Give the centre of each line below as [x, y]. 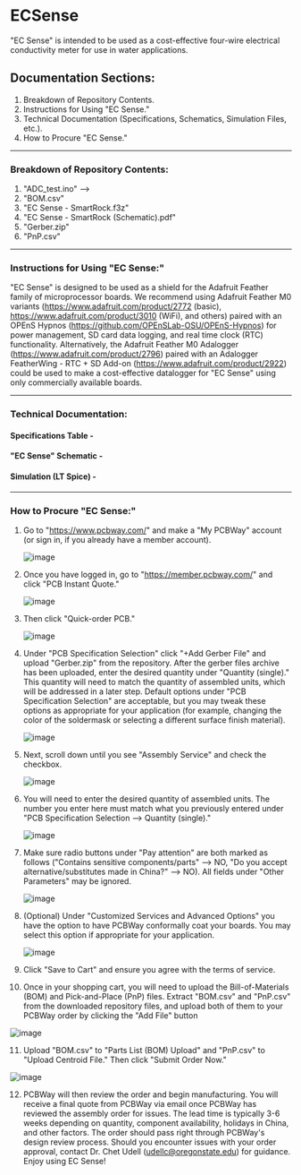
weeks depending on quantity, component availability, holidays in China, [156, 1123]
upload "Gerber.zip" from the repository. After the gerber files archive [151, 663]
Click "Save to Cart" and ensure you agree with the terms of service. [149, 969]
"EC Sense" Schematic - [57, 456]
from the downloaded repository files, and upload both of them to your [153, 1006]
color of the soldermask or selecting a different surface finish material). [154, 720]
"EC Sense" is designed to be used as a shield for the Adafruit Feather [139, 287]
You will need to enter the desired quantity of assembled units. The [146, 799]
